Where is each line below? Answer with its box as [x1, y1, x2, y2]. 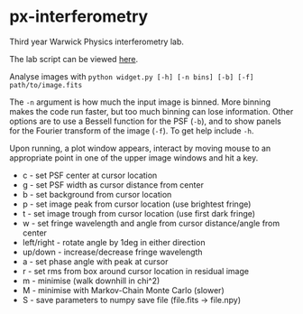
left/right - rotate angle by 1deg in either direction [22, 236, 206, 247]
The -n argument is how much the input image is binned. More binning [9, 97, 271, 107]
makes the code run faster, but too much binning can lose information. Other [9, 106, 294, 116]
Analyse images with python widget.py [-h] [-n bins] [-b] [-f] [9, 70, 254, 82]
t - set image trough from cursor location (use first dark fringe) [22, 208, 255, 218]
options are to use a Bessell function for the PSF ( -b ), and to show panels [9, 115, 281, 126]
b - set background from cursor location [22, 189, 172, 199]
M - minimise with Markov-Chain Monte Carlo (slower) [22, 284, 225, 295]
